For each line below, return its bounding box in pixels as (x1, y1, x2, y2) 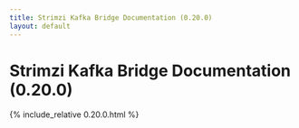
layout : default (9, 22, 71, 31)
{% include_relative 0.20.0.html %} (9, 109, 140, 120)
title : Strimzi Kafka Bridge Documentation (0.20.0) (9, 13, 213, 23)
